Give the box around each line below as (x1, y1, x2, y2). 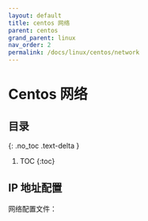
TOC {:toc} (19, 157, 55, 165)
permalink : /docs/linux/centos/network (8, 48, 140, 56)
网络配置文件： (8, 204, 57, 213)
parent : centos (8, 26, 59, 34)
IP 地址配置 (8, 181, 63, 195)
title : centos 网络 (8, 19, 70, 27)
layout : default (8, 11, 62, 20)
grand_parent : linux (8, 33, 77, 42)
